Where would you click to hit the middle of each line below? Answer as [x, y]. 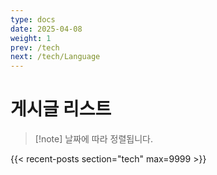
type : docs [33, 19]
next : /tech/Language [55, 57]
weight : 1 [31, 38]
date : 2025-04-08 [46, 29]
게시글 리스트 [61, 109]
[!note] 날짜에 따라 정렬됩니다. [93, 139]
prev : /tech [35, 47]
